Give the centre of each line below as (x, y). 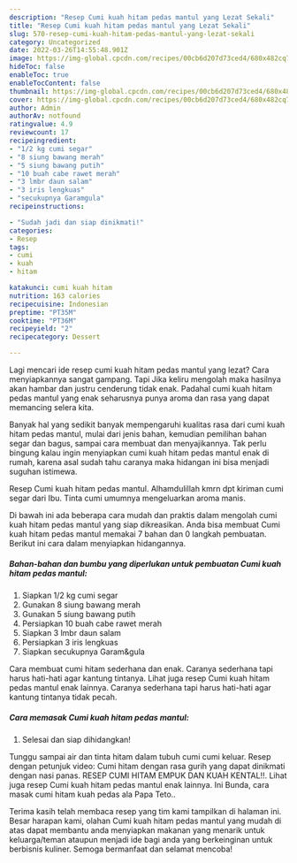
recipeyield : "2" (41, 329)
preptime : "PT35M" (43, 312)
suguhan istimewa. (43, 471)
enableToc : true (39, 75)
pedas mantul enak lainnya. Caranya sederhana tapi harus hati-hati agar (141, 687)
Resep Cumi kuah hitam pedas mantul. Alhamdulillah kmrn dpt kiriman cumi (147, 489)
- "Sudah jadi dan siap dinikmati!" (76, 222)
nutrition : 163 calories (55, 296)
